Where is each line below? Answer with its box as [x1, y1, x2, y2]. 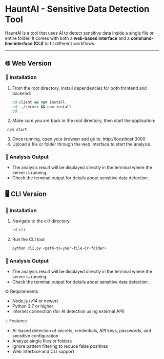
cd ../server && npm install [12, 104, 72, 109]
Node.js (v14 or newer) [12, 298, 59, 304]
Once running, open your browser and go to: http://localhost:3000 [12, 136, 145, 142]
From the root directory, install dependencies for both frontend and [12, 85, 147, 91]
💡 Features [5, 318, 27, 324]
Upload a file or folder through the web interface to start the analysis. [12, 141, 152, 147]
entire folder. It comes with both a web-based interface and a [5, 35, 130, 41]
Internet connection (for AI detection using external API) [12, 309, 125, 314]
